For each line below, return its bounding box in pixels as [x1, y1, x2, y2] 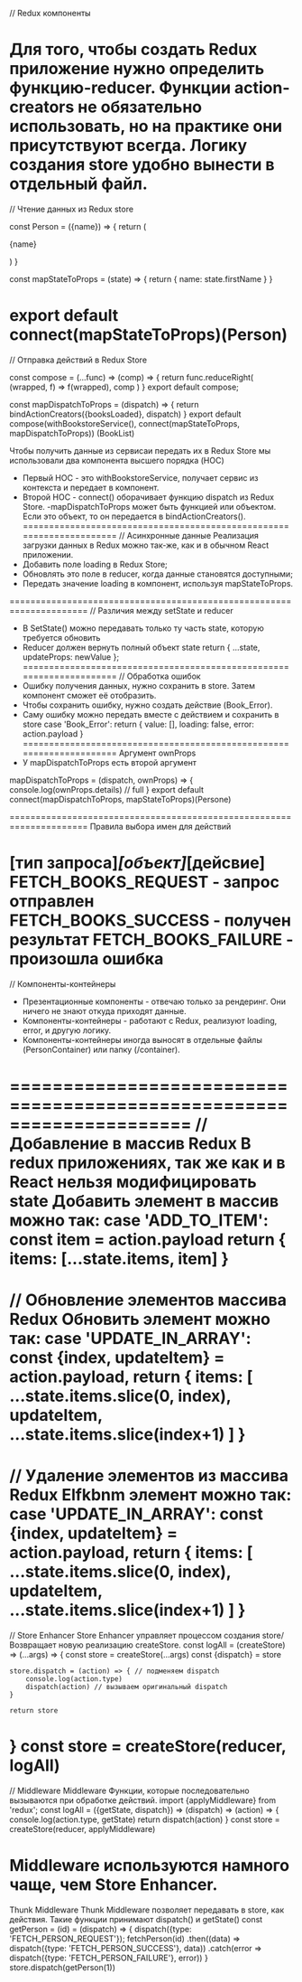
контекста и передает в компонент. [22, 482, 160, 493]
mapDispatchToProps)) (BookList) [9, 427, 135, 438]
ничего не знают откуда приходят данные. [22, 1005, 187, 1016]
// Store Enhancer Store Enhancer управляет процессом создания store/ [9, 1630, 284, 1641]
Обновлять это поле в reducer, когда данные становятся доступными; [22, 568, 293, 579]
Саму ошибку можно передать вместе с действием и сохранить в [22, 709, 279, 719]
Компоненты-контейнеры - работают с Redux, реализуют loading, [22, 1015, 278, 1026]
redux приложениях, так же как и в [9, 1152, 286, 1173]
